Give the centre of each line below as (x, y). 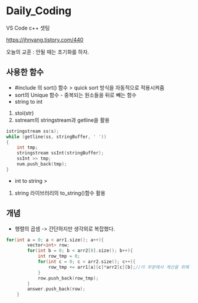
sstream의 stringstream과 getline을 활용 (62, 120)
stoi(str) (24, 113)
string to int (29, 101)
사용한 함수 (25, 72)
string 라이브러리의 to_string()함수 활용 (60, 193)
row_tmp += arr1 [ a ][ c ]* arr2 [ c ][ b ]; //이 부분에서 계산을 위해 (119, 267)
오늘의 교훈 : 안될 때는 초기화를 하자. (48, 52)
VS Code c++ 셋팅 (28, 28)
